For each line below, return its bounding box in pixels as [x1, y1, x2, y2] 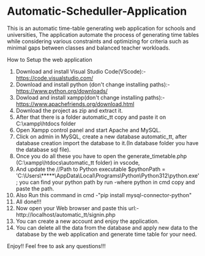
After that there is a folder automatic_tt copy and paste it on [15, 113, 166, 121]
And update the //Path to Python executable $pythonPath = [15, 165, 166, 173]
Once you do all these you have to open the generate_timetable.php [15, 152, 187, 160]
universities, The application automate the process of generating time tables [7, 31, 199, 38]
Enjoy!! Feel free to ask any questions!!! [7, 242, 106, 249]
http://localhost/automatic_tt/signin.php [15, 211, 116, 218]
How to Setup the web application [7, 56, 92, 63]
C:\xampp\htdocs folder [15, 119, 76, 127]
